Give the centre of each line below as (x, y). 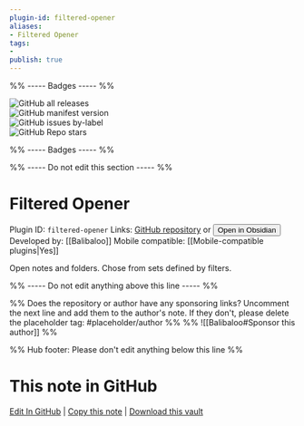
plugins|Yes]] (34, 250)
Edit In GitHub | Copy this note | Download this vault (107, 411)
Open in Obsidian (247, 230)
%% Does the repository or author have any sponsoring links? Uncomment (149, 303)
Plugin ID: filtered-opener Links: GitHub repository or (110, 229)
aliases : (26, 26)
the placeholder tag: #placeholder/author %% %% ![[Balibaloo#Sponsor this (152, 322)
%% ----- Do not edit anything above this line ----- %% (114, 286)
